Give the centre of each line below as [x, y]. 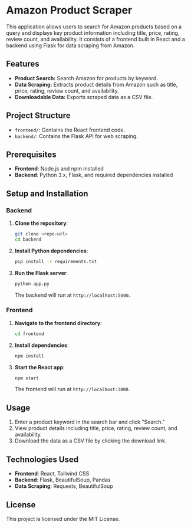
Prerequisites [31, 154]
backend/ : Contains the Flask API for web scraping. [76, 136]
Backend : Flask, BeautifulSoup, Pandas [62, 480]
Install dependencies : [42, 345]
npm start [27, 378]
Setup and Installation [47, 193]
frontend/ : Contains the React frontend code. [70, 130]
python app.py [32, 284]
